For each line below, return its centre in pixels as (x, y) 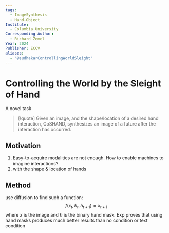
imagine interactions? (35, 164)
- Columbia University (34, 29)
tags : (11, 10)
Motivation (23, 145)
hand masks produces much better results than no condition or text (77, 220)
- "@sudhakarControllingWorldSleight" (52, 58)
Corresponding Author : (30, 34)
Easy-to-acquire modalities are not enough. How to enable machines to (88, 158)
